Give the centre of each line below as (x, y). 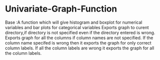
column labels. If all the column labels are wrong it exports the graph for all (80, 48)
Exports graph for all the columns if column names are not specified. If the (79, 38)
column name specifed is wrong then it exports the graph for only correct (78, 43)
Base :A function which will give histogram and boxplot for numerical (74, 22)
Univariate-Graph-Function (61, 9)
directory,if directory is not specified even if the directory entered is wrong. (80, 32)
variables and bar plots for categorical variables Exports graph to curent (77, 27)
